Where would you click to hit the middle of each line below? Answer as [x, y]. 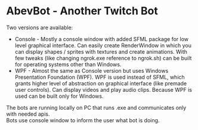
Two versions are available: [40, 27]
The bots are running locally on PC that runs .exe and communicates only [96, 107]
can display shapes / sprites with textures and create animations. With [101, 51]
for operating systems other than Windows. [68, 64]
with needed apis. [28, 114]
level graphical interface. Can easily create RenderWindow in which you [103, 45]
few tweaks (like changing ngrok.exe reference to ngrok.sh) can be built [103, 58]
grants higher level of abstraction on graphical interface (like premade [100, 83]
